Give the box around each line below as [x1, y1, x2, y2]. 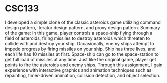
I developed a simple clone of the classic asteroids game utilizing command [5, 19, 161, 25]
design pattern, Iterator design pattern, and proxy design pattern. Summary [5, 24, 160, 30]
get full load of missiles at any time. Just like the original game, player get [5, 56, 156, 62]
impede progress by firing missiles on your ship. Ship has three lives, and [5, 46, 156, 52]
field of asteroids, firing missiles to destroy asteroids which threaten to [5, 35, 150, 41]
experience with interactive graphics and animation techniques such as [5, 67, 152, 73]
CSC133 [5, 3, 39, 14]
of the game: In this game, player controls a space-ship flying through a [5, 30, 153, 36]
